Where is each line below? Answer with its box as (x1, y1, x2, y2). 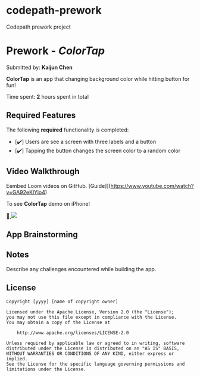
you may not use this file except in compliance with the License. (6, 314, 177, 320)
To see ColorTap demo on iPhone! (6, 200, 90, 207)
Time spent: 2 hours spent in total (6, 93, 89, 100)
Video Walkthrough (6, 166, 80, 177)
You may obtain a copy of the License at (6, 319, 111, 325)
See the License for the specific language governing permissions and (6, 361, 185, 367)
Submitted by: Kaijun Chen (6, 64, 73, 71)
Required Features (6, 111, 76, 121)
